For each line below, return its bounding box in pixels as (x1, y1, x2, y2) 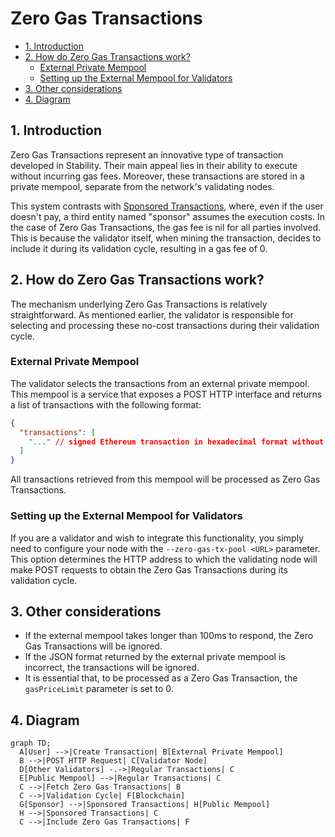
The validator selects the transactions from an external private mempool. (10, 377, 310, 389)
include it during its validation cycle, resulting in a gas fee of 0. (10, 242, 268, 254)
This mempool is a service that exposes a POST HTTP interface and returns (10, 388, 323, 400)
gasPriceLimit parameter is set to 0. (24, 683, 174, 695)
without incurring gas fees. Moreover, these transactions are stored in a (10, 170, 305, 182)
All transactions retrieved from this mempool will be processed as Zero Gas (10, 473, 321, 486)
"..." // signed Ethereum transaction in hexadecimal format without (28, 437, 325, 447)
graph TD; (10, 738, 52, 749)
